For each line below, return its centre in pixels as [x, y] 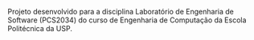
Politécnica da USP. [40, 28]
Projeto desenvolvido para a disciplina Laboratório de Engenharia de [121, 12]
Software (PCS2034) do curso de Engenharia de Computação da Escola [127, 20]
